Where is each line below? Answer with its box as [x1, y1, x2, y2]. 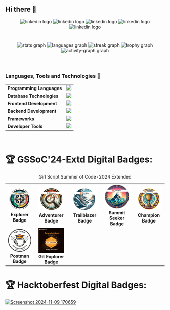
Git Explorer [38, 253, 64, 259]
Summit [108, 209, 125, 215]
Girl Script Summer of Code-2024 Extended [38, 174, 132, 180]
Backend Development [7, 108, 57, 114]
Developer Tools [7, 123, 43, 129]
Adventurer [38, 212, 64, 218]
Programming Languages [7, 85, 62, 91]
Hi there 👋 [5, 5, 37, 14]
